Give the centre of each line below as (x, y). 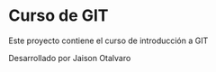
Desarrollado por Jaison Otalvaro (70, 58)
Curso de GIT (58, 16)
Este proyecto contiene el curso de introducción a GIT (108, 40)
